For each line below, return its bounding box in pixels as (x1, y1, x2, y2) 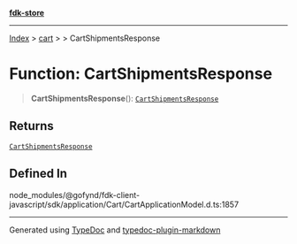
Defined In (9, 166, 68, 181)
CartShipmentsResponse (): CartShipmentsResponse (30, 93, 219, 103)
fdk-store (9, 8, 45, 18)
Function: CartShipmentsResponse (9, 64, 272, 84)
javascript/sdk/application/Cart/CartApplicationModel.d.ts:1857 (9, 199, 240, 210)
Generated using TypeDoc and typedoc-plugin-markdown (9, 225, 221, 235)
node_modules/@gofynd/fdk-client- (9, 189, 140, 200)
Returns (9, 118, 55, 133)
